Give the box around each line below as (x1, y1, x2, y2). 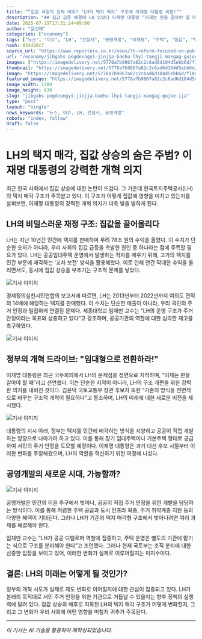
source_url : (6, 48, 36, 54)
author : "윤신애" (6, 25, 46, 32)
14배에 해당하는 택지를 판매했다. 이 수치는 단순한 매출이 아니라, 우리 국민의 (12, 299, 186, 307)
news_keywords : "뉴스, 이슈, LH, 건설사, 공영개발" (6, 110, 124, 116)
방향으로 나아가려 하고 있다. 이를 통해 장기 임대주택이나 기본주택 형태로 (17, 434, 183, 441)
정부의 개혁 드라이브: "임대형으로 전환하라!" (6, 354, 159, 364)
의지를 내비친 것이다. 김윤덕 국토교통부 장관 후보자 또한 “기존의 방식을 (12, 386, 176, 393)
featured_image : (6, 76, 47, 82)
